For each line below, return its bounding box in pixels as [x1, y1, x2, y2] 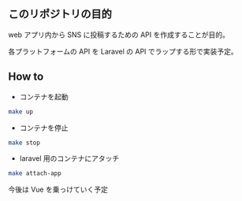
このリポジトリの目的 [8, 7, 112, 21]
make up [8, 107, 34, 116]
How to [8, 70, 44, 84]
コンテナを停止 [19, 123, 69, 132]
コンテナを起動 [19, 91, 69, 101]
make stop [8, 139, 41, 147]
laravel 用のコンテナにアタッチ [19, 154, 120, 163]
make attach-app [8, 169, 61, 177]
